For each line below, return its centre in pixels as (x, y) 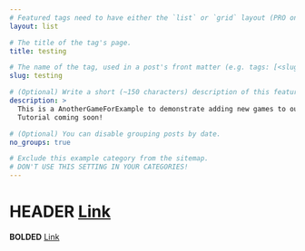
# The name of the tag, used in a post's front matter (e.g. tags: (140, 68)
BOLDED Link (34, 237)
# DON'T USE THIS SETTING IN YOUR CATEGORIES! (99, 167)
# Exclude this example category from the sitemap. (109, 159)
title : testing (38, 51)
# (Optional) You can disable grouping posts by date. (115, 134)
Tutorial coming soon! (60, 117)
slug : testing (36, 76)
